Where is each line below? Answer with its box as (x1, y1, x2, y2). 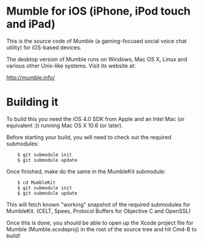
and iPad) (6, 17, 56, 31)
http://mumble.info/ (6, 74, 55, 81)
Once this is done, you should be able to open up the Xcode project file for (6, 219, 194, 226)
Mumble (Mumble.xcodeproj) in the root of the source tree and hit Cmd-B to (6, 225, 197, 232)
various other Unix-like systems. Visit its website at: (6, 62, 136, 69)
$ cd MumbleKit (17, 180, 56, 186)
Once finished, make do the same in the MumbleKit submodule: (6, 167, 166, 175)
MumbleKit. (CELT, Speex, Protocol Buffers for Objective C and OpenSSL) (6, 207, 191, 214)
